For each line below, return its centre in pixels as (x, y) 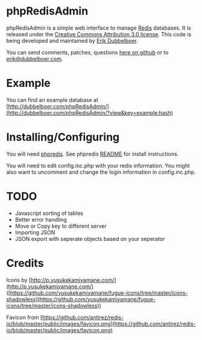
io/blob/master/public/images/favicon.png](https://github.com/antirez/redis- (101, 324)
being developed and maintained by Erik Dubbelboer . (72, 40)
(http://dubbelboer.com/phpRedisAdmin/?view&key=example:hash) (90, 112)
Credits (25, 263)
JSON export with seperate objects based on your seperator (90, 239)
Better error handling (41, 219)
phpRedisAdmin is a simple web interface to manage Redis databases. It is (99, 28)
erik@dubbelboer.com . (35, 59)
